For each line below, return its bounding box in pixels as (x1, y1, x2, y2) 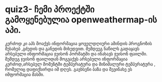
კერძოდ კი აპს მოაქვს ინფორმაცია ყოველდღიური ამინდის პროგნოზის (5, 40, 152, 46)
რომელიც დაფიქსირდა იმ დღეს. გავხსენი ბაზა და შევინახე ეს (5, 66, 133, 72)
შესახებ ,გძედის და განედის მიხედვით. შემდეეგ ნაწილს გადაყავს (5, 46, 140, 51)
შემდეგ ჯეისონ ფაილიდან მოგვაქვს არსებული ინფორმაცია (5, 56, 128, 62)
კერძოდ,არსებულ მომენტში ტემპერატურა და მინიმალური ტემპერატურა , (5, 61, 156, 67)
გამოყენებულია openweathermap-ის (5, 14, 157, 25)
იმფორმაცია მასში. (5, 71, 44, 77)
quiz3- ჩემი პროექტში (5, 4, 95, 15)
